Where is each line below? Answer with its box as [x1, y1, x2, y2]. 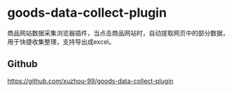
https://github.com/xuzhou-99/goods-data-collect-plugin [7, 77, 174, 85]
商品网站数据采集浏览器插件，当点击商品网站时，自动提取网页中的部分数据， [7, 29, 229, 37]
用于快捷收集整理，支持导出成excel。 [7, 37, 115, 46]
